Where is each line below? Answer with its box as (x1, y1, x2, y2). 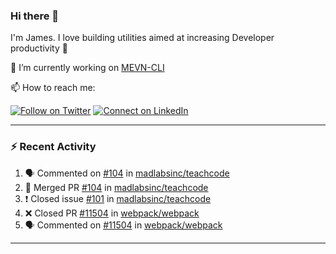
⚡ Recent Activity (10, 140, 97, 154)
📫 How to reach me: (10, 82, 96, 94)
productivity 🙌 (10, 42, 68, 54)
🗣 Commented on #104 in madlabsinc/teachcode (24, 167, 230, 179)
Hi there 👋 (10, 9, 60, 23)
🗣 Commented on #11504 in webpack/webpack (24, 219, 223, 231)
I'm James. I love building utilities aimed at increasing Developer (10, 32, 275, 44)
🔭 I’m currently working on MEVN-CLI (10, 62, 165, 74)
